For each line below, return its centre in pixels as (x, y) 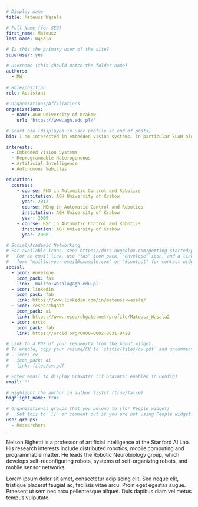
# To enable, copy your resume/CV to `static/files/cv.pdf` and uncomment (100, 349)
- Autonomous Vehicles (39, 169)
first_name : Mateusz (32, 33)
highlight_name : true (33, 398)
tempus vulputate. (28, 498)
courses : (22, 185)
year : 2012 (35, 201)
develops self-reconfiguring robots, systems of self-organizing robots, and (97, 461)
